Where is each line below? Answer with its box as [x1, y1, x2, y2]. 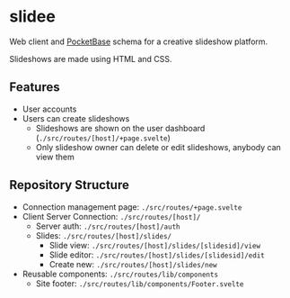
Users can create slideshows [22, 113, 130, 123]
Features [9, 79, 60, 95]
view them [35, 151, 75, 162]
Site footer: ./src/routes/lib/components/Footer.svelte [35, 277, 244, 289]
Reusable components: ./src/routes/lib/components [22, 268, 218, 279]
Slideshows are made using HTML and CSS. [9, 53, 172, 64]
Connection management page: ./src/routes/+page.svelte [22, 201, 242, 212]
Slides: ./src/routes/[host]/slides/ [35, 230, 172, 240]
